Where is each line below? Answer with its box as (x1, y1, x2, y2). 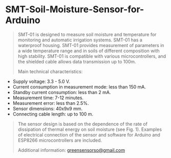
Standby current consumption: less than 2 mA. (12, 89, 111, 95)
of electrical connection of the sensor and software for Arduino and (17, 131, 160, 138)
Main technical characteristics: (17, 68, 83, 75)
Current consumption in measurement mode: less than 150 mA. (12, 83, 146, 90)
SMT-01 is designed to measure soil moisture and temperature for (17, 31, 157, 37)
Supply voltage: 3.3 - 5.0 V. (12, 78, 70, 84)
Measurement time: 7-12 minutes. (12, 95, 83, 101)
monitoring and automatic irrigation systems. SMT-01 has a (17, 37, 142, 43)
